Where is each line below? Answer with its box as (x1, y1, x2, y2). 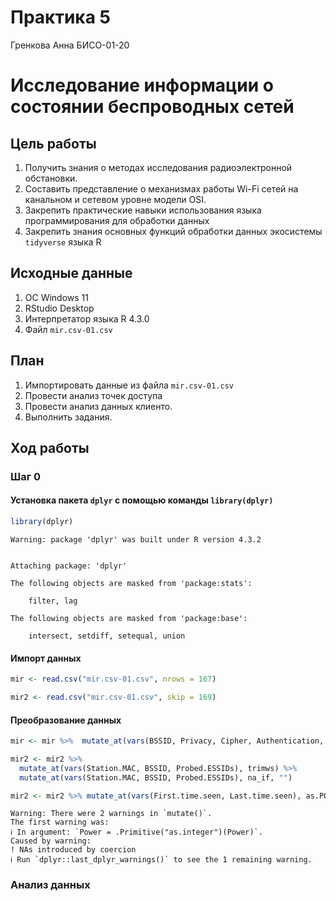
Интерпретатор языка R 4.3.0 (24, 312, 150, 325)
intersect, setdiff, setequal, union (28, 631, 186, 641)
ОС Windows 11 (24, 291, 90, 303)
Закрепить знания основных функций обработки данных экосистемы (24, 225, 323, 237)
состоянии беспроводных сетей (10, 96, 295, 118)
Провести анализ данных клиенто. (24, 400, 173, 412)
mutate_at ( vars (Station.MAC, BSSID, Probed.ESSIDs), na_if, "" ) (19, 772, 293, 783)
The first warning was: (10, 817, 110, 828)
